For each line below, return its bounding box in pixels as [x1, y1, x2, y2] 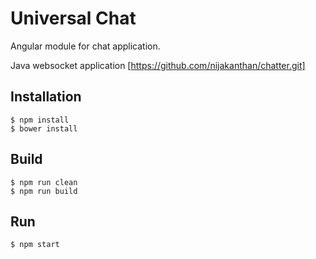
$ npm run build [10, 186, 78, 196]
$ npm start [10, 240, 60, 250]
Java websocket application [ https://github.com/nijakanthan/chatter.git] [10, 59, 306, 71]
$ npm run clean [10, 177, 78, 187]
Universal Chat [10, 7, 137, 30]
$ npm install [10, 115, 70, 125]
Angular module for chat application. [10, 40, 161, 52]
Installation [10, 88, 82, 106]
